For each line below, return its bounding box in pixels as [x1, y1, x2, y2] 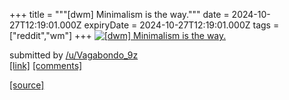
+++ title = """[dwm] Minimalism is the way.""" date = [9, 9, 230, 20]
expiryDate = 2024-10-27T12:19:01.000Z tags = [83, 19, 280, 31]
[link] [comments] [9, 60, 83, 71]
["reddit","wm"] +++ [9, 30, 92, 41]
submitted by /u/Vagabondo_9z [9, 49, 139, 61]
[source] [9, 79, 45, 91]
